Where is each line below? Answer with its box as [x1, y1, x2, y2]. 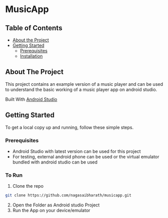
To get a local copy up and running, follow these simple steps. [5, 124, 134, 130]
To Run [5, 172, 23, 179]
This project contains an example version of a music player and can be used [5, 81, 163, 87]
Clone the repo [12, 183, 44, 189]
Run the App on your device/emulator [12, 207, 91, 213]
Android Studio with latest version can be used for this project [12, 148, 141, 154]
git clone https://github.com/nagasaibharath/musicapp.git [5, 193, 132, 198]
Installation [20, 53, 43, 59]
